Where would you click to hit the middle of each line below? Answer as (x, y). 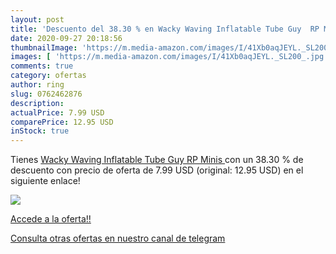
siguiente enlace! (45, 181)
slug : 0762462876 (46, 94)
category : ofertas (48, 76)
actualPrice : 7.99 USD (57, 112)
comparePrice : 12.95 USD (62, 122)
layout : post (37, 19)
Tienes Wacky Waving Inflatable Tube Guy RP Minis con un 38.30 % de (157, 160)
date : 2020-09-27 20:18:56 (66, 38)
